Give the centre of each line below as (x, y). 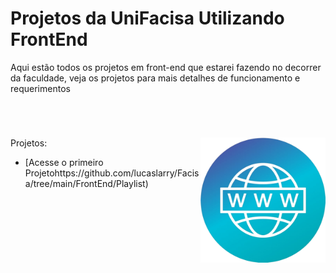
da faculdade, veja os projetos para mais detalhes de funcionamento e (155, 78)
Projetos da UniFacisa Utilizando (147, 18)
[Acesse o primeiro (64, 163)
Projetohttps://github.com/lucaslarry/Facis (112, 173)
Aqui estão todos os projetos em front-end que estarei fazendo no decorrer (166, 67)
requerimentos (40, 88)
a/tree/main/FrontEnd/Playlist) (86, 184)
